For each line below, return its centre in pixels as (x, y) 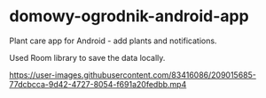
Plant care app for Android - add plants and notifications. (113, 41)
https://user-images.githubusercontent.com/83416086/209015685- (133, 75)
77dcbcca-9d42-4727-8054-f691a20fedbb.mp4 (98, 84)
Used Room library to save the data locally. (87, 57)
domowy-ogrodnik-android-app (129, 16)
